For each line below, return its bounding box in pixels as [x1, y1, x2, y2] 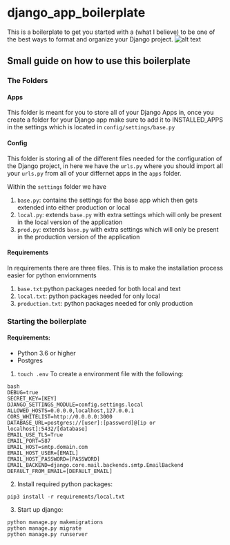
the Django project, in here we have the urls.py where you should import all [7, 161, 223, 170]
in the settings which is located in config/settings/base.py [7, 123, 175, 131]
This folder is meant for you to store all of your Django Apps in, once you [7, 109, 214, 117]
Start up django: [17, 505, 64, 513]
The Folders [7, 76, 48, 86]
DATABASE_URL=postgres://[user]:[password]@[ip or [7, 419, 156, 426]
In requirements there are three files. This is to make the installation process [7, 264, 223, 272]
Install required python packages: [17, 479, 113, 488]
